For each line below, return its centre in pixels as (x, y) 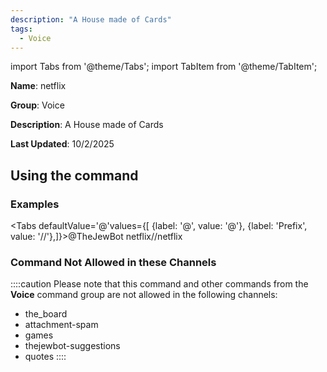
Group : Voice (37, 105)
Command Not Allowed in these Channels (113, 262)
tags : (21, 29)
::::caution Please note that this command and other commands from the (159, 284)
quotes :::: (45, 357)
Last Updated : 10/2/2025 (62, 144)
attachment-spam (61, 325)
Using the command (74, 175)
